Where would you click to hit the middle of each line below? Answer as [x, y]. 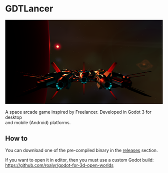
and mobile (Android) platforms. [38, 123]
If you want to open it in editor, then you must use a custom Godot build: [79, 160]
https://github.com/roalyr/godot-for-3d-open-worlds [59, 165]
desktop [14, 117]
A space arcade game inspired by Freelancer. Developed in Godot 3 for [78, 112]
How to [16, 138]
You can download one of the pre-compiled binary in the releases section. [81, 150]
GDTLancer [29, 9]
